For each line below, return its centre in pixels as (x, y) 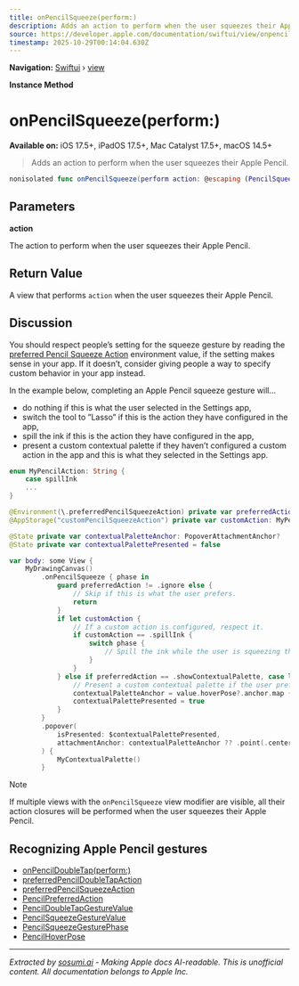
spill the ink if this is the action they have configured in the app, (138, 436)
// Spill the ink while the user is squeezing (192, 652)
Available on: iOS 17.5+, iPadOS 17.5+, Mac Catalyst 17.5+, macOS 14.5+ (141, 146)
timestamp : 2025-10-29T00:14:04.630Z (79, 42)
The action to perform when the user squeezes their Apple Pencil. (130, 245)
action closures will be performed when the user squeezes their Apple (138, 811)
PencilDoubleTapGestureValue (77, 909)
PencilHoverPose (54, 937)
